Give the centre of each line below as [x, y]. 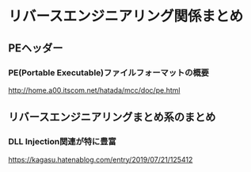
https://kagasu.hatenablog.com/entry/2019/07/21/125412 [101, 159]
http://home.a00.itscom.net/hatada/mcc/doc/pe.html [94, 90]
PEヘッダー [36, 48]
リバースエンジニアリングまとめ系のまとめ [112, 117]
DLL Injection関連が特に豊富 [62, 142]
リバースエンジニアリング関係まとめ [126, 16]
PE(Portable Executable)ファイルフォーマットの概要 [109, 72]
